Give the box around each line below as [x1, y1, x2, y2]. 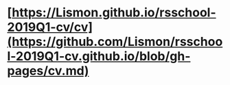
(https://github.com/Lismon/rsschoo [7, 34, 223, 49]
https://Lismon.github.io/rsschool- [12, 5, 216, 21]
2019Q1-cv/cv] [7, 19, 93, 35]
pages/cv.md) [7, 63, 89, 79]
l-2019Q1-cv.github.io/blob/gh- [7, 49, 191, 64]
